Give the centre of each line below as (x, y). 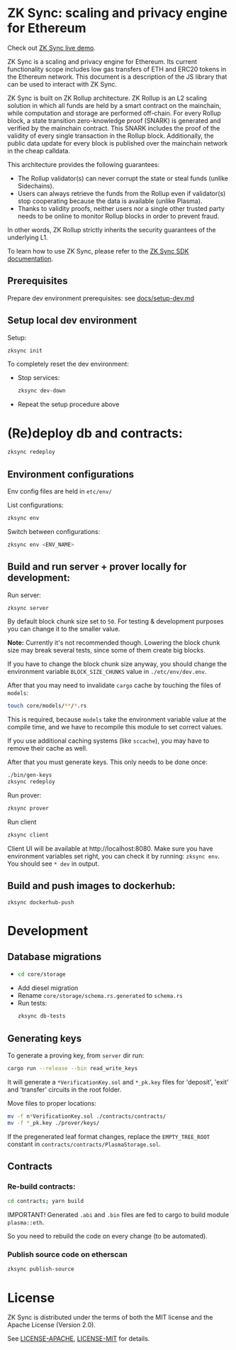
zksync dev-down (41, 391)
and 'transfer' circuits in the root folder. (64, 1089)
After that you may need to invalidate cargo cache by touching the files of (114, 685)
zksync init (25, 350)
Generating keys (45, 1038)
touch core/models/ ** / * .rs (47, 706)
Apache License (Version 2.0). (51, 1325)
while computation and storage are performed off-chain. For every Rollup (114, 113)
